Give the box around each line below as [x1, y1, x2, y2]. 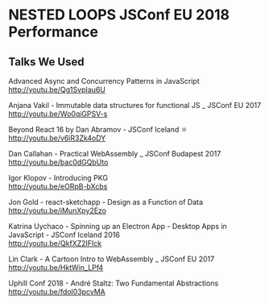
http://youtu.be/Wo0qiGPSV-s [8, 109, 108, 119]
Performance [8, 23, 99, 41]
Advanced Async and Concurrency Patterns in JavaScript [8, 77, 200, 85]
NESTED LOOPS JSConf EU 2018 [8, 6, 230, 24]
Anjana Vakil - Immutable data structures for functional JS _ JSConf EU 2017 [8, 101, 262, 110]
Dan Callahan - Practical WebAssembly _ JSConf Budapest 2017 [8, 149, 221, 158]
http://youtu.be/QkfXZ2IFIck [8, 239, 102, 248]
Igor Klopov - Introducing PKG [8, 173, 109, 182]
